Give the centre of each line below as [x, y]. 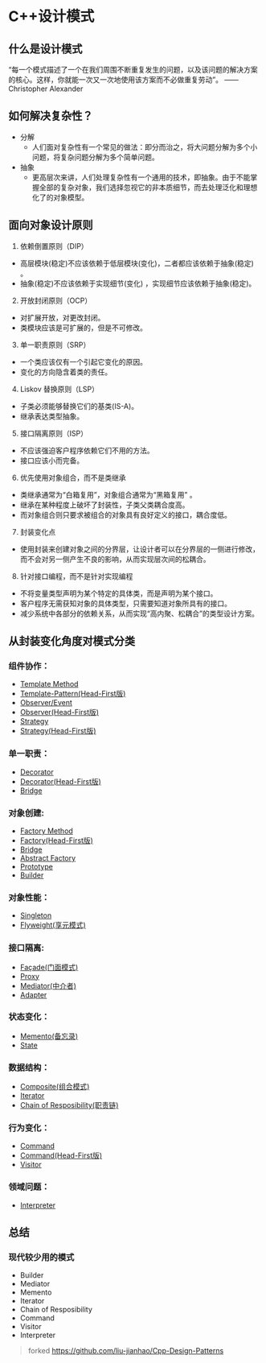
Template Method [49, 684]
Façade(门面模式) [49, 967]
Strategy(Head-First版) [58, 731]
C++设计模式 [51, 17]
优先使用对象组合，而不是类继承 [73, 477]
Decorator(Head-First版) [61, 781]
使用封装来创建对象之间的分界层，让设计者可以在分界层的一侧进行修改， [139, 549]
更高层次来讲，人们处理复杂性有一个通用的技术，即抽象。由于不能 [141, 177]
